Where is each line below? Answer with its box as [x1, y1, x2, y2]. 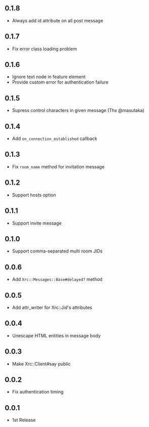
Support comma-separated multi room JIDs [12, 248, 103, 254]
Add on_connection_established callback [12, 135, 97, 141]
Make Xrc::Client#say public [12, 361, 71, 367]
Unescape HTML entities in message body [12, 332, 101, 339]
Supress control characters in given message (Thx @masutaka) [12, 108, 144, 114]
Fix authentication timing [12, 389, 64, 395]
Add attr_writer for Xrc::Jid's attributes [12, 304, 92, 310]
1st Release [12, 417, 36, 423]
